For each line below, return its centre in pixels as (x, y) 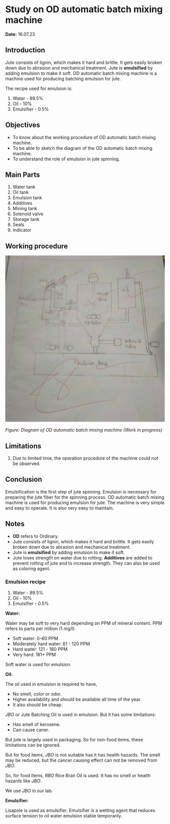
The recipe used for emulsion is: (39, 88)
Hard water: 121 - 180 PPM (40, 649)
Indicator (22, 230)
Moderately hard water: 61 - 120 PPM (51, 644)
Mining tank (25, 209)
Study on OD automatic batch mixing (84, 9)
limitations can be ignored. (33, 745)
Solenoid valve (28, 214)
